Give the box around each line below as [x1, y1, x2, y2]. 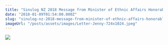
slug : [5, 16, 16, 21]
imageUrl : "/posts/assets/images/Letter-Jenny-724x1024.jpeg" [5, 21, 137, 26]
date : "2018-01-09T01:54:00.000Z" [5, 12, 77, 17]
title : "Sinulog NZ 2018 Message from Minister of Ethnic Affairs [5, 7, 146, 12]
